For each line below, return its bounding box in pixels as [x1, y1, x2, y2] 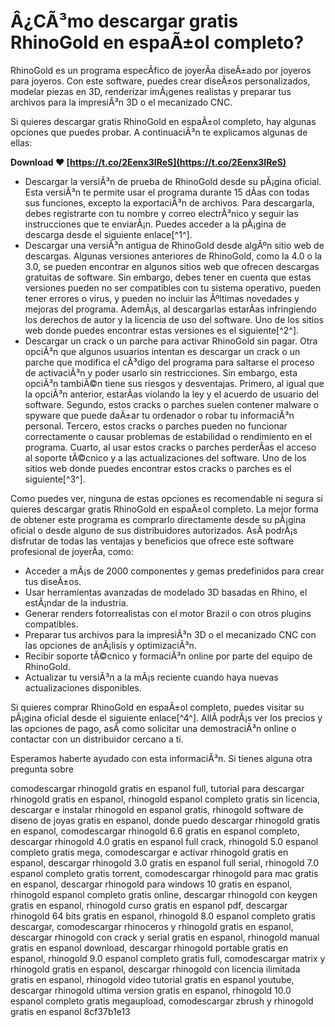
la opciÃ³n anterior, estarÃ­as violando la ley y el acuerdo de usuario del [24, 388, 320, 400]
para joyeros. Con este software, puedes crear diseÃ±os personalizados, [10, 75, 311, 87]
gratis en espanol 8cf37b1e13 [10, 1005, 131, 1017]
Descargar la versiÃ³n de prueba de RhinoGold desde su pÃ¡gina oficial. [24, 175, 322, 187]
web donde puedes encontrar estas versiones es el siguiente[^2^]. [24, 324, 300, 336]
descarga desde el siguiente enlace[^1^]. [24, 228, 193, 240]
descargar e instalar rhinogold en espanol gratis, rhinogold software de [10, 803, 304, 815]
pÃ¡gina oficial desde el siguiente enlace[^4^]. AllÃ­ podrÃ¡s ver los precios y [10, 711, 323, 724]
